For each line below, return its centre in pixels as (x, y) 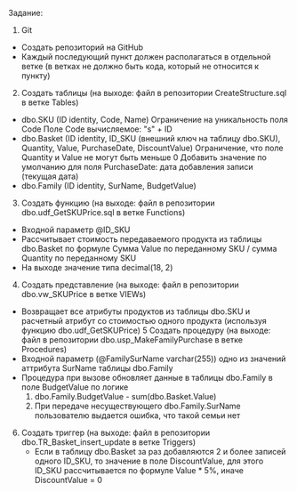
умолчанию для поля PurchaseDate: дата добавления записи (137, 167)
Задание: (26, 13)
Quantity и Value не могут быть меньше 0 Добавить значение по (144, 157)
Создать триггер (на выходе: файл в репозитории (116, 432)
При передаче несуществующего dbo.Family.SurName (137, 406)
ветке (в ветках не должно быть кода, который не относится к (140, 66)
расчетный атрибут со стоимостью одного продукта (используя (144, 321)
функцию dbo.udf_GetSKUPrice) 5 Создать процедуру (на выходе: (146, 330)
